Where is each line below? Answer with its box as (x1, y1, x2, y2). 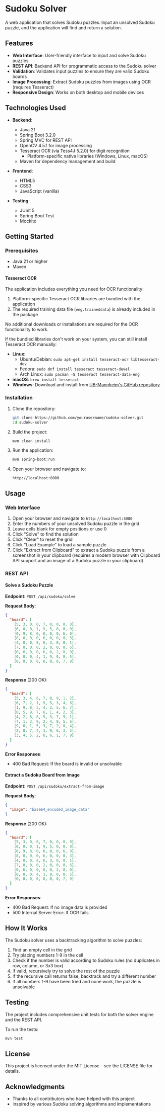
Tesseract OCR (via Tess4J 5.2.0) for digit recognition (19, 148, 130, 154)
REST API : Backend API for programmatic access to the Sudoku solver (12, 63, 157, 69)
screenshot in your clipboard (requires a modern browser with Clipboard (12, 552, 161, 558)
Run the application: (12, 447, 54, 453)
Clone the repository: (12, 406, 56, 412)
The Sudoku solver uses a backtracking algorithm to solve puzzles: (5, 937, 142, 943)
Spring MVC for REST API (19, 137, 72, 143)
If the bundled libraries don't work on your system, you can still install (5, 336, 147, 342)
